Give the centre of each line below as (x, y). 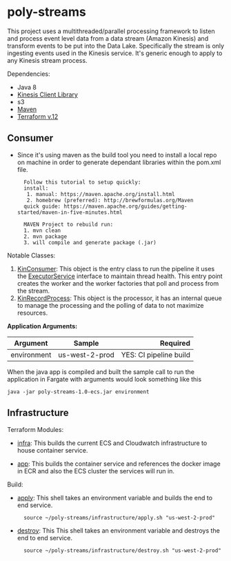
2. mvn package (46, 236)
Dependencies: (29, 74)
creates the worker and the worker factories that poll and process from (118, 283)
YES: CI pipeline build (156, 355)
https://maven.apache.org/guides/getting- (125, 206)
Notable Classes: (31, 255)
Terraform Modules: (36, 429)
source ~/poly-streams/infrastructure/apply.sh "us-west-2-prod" (119, 518)
